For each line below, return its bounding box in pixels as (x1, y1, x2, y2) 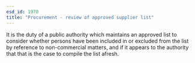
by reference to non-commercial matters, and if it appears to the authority (6, 43, 189, 51)
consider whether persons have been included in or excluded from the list (6, 37, 189, 44)
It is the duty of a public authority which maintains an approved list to (6, 31, 177, 38)
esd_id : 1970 (6, 8, 39, 15)
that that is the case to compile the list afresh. (6, 50, 119, 57)
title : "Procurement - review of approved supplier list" (6, 14, 154, 20)
